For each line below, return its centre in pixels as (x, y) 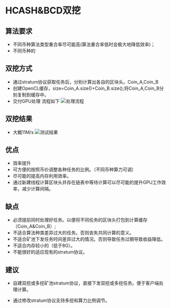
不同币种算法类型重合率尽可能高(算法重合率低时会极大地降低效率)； (84, 44)
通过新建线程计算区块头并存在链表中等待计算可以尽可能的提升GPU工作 (87, 182)
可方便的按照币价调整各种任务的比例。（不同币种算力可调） (74, 169)
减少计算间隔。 (38, 189)
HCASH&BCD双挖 (43, 11)
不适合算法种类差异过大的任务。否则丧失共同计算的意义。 (73, 233)
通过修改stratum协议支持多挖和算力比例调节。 (61, 300)
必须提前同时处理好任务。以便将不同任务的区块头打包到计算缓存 (80, 220)
